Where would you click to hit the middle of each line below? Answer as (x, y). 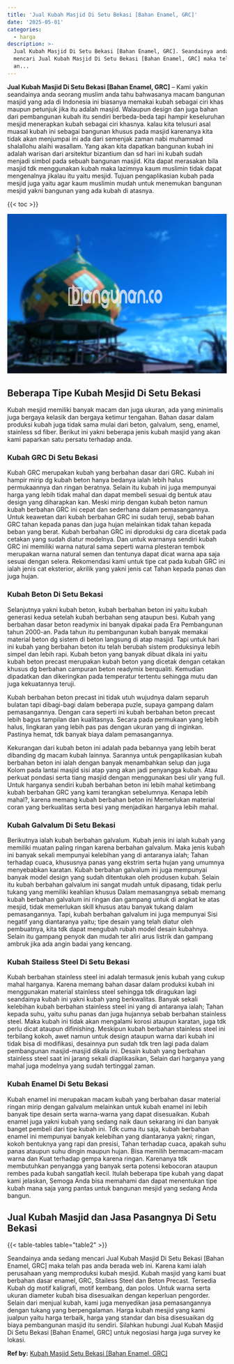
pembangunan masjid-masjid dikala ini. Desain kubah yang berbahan (106, 1051)
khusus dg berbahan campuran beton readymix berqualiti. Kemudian (106, 668)
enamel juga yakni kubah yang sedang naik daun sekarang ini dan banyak (113, 1121)
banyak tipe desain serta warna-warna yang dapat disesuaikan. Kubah (109, 1114)
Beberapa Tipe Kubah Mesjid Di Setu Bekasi (104, 393)
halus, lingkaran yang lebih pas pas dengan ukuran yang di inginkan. (106, 727)
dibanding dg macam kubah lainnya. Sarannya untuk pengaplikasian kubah (115, 755)
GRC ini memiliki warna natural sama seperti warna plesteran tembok (106, 546)
